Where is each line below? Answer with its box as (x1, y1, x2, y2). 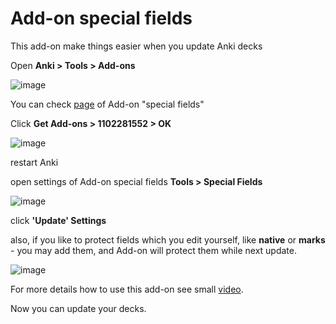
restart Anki (10, 156, 59, 168)
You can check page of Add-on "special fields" (10, 98, 205, 110)
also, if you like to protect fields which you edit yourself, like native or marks (10, 233, 326, 246)
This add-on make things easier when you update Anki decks (10, 40, 263, 52)
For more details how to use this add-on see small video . (10, 283, 244, 295)
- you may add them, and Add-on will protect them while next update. (10, 244, 298, 256)
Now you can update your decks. (10, 302, 147, 314)
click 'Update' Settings (10, 214, 107, 226)
